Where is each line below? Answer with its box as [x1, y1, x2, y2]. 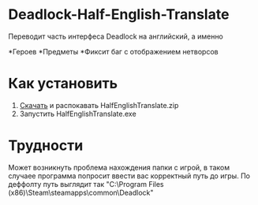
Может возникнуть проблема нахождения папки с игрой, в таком [8, 162, 230, 172]
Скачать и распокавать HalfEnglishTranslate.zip [19, 100, 179, 110]
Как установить [8, 75, 118, 92]
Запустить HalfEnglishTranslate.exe [19, 109, 136, 118]
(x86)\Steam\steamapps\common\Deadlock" [8, 188, 154, 197]
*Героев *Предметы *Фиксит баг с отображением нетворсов [8, 47, 219, 56]
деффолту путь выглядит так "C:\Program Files [8, 179, 164, 188]
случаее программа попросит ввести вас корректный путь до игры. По [8, 171, 251, 181]
